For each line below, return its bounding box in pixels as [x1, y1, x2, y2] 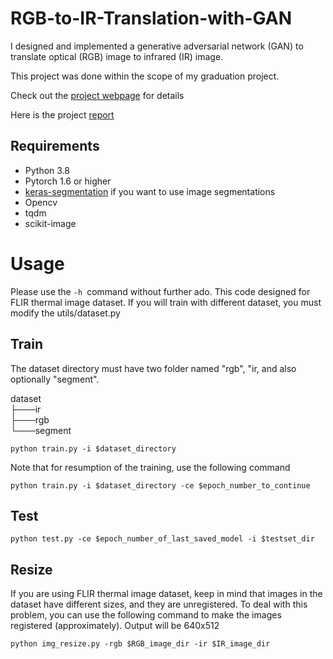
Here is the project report [10, 108, 115, 121]
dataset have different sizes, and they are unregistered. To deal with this [10, 598, 308, 611]
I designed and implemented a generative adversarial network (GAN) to [10, 40, 304, 52]
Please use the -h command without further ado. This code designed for [10, 285, 311, 297]
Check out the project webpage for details [10, 89, 185, 101]
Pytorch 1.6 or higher [24, 175, 112, 187]
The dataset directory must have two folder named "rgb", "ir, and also [10, 362, 297, 374]
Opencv [24, 196, 58, 208]
